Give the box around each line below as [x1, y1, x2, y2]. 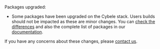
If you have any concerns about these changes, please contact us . [4, 38, 138, 44]
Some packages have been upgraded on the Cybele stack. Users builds [11, 14, 155, 19]
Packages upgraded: [4, 4, 47, 10]
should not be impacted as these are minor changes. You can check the [11, 19, 156, 24]
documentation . [11, 29, 43, 34]
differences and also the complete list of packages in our [11, 24, 126, 30]
